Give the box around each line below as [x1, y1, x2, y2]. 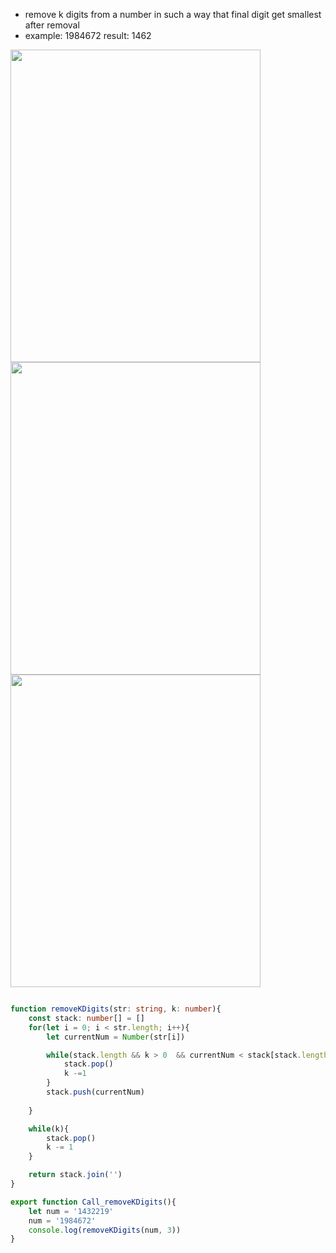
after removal [24, 19, 80, 31]
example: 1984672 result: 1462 [24, 30, 152, 41]
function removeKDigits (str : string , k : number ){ [10, 1004, 222, 1014]
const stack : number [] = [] [28, 1013, 145, 1023]
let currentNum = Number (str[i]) [46, 1032, 186, 1042]
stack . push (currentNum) [46, 1087, 145, 1097]
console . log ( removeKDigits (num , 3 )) [28, 1225, 182, 1235]
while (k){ [28, 1124, 70, 1134]
